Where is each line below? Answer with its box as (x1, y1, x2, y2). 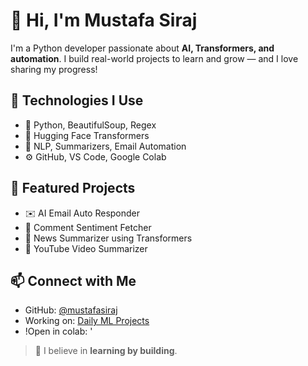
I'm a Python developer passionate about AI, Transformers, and (10, 42, 275, 54)
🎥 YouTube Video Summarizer (24, 242, 148, 254)
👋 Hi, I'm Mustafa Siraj (10, 9, 198, 32)
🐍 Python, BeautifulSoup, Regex (24, 119, 157, 131)
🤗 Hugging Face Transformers (24, 129, 150, 141)
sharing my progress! (10, 63, 98, 75)
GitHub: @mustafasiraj (24, 304, 118, 316)
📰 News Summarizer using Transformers (24, 232, 193, 244)
